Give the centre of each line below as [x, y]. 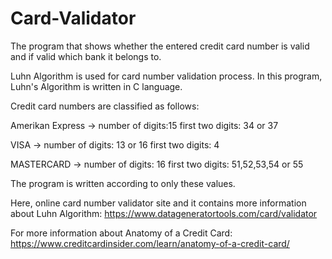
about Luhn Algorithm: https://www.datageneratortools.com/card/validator [164, 213]
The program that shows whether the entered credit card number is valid [160, 46]
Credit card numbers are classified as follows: [105, 106]
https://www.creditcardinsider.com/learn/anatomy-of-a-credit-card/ [150, 243]
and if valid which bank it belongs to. [86, 56]
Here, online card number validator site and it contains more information [158, 203]
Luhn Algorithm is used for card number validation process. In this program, [166, 76]
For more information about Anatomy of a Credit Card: [121, 233]
